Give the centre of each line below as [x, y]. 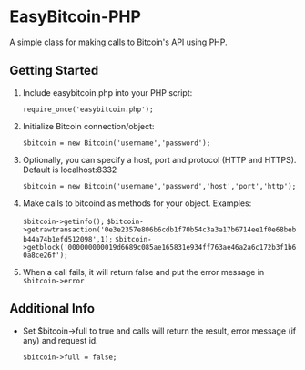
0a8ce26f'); [45, 255]
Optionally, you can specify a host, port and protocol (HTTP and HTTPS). [159, 159]
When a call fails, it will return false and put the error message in [143, 272]
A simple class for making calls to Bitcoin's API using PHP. [118, 42]
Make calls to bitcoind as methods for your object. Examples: [137, 203]
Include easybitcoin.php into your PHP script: [107, 92]
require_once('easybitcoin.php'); [88, 109]
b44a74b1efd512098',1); [68, 239]
